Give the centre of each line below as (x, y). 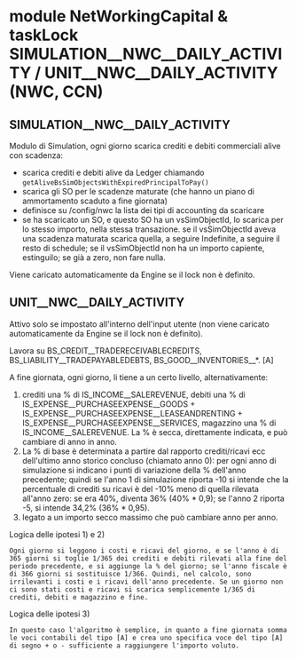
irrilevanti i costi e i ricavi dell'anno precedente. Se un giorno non (146, 582)
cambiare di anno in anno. (70, 441)
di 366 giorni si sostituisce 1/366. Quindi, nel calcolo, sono (130, 574)
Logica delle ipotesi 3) (50, 614)
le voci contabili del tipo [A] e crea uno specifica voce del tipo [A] (146, 638)
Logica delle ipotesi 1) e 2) (57, 534)
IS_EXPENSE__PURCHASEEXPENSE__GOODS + (109, 404)
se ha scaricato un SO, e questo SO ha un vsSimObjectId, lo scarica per (152, 220)
